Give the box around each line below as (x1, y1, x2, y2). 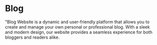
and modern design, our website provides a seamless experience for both (5, 29, 153, 35)
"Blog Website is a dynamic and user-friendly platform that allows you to (5, 19, 150, 25)
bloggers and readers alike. (5, 34, 60, 40)
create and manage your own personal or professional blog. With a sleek (5, 24, 150, 30)
